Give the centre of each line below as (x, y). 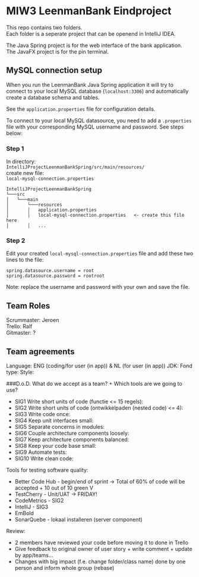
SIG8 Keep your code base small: (56, 445)
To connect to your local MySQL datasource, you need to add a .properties (99, 120)
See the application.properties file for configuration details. (81, 109)
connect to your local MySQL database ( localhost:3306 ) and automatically (97, 91)
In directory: (21, 161)
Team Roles (28, 306)
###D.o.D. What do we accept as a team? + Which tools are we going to (94, 383)
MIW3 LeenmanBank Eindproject (89, 11)
